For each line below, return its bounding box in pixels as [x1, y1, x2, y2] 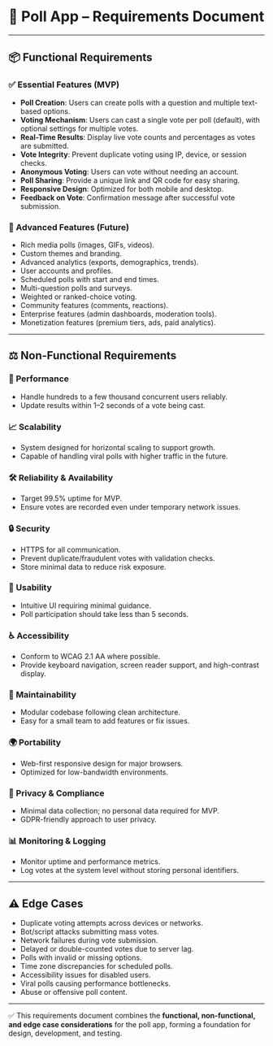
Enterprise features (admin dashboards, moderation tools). [19, 309, 217, 319]
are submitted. [19, 141, 69, 150]
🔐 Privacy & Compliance [8, 788, 105, 799]
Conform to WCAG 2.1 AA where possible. [19, 652, 161, 662]
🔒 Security [8, 523, 50, 535]
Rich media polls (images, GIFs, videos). [19, 240, 155, 250]
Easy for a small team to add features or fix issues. [19, 716, 190, 726]
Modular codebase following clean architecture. [19, 707, 181, 718]
